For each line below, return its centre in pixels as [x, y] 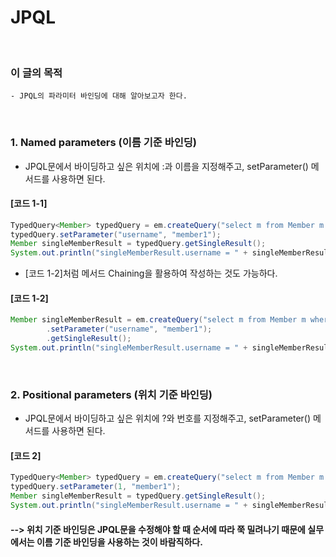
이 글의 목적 [36, 73]
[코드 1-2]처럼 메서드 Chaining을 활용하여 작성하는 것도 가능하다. [151, 273]
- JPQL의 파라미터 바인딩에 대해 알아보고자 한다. [99, 96]
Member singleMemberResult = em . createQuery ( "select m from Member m [158, 320]
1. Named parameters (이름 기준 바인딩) [104, 143]
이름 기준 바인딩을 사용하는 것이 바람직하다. [119, 542]
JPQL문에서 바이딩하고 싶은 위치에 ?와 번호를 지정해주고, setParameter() [168, 418]
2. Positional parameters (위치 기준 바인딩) [111, 394]
